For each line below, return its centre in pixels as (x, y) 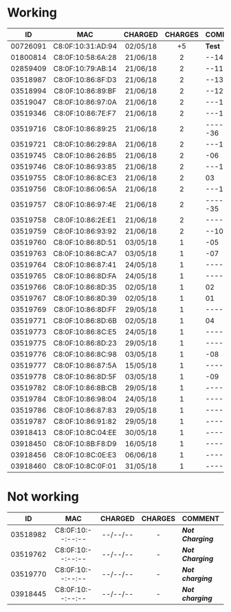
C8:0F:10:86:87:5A (85, 365)
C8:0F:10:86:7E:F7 (85, 113)
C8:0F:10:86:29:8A (85, 144)
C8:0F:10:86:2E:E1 (85, 220)
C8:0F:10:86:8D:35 (85, 287)
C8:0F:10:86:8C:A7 (85, 253)
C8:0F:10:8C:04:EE (85, 432)
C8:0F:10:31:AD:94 (85, 46)
